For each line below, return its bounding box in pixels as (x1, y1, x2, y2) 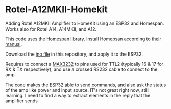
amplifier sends (5, 98, 38, 104)
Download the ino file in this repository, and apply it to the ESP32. (5, 51, 143, 57)
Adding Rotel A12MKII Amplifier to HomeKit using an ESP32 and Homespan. (5, 20, 164, 26)
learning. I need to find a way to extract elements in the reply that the (5, 92, 151, 98)
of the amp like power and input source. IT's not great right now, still (5, 87, 149, 93)
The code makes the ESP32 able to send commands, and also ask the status (5, 81, 166, 88)
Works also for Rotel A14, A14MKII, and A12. (5, 25, 97, 32)
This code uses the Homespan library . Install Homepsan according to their (5, 36, 162, 42)
